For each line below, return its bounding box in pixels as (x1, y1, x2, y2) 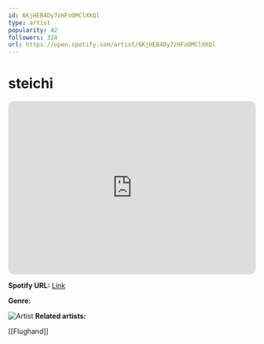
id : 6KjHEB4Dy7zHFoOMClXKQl (8, 11, 101, 20)
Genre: (8, 296, 31, 305)
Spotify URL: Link (8, 281, 66, 290)
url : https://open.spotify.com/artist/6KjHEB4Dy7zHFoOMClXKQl (8, 41, 216, 49)
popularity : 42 (8, 26, 58, 34)
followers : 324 (8, 33, 58, 42)
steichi (8, 75, 53, 93)
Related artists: (35, 312, 86, 321)
